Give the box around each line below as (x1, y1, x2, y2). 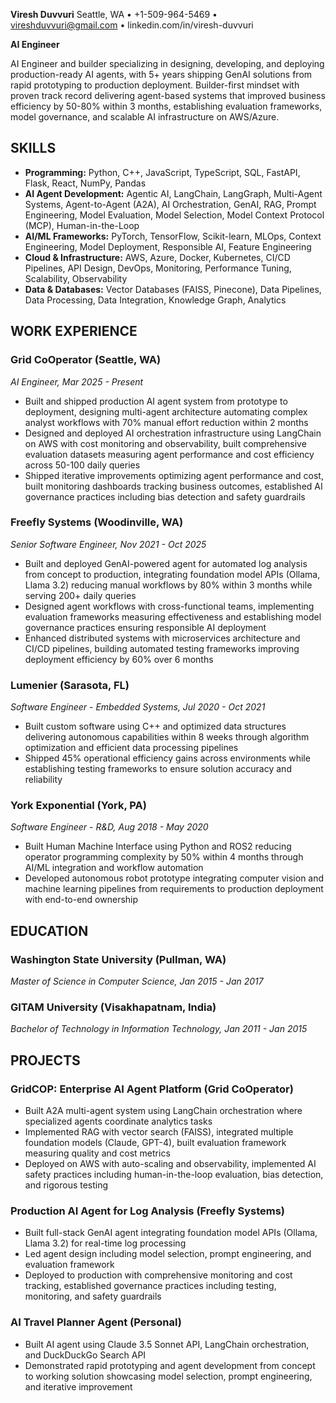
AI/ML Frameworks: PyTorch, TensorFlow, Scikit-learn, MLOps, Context (24, 230, 322, 242)
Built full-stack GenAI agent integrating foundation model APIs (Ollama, (24, 1227, 318, 1239)
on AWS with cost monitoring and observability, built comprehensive (24, 437, 307, 449)
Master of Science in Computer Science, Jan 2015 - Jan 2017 (10, 975, 264, 988)
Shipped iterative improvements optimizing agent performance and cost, (24, 469, 324, 481)
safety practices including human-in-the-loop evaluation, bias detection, (24, 1169, 324, 1181)
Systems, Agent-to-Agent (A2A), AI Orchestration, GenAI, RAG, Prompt (24, 198, 317, 210)
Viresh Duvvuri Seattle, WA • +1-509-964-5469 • (10, 9, 218, 20)
